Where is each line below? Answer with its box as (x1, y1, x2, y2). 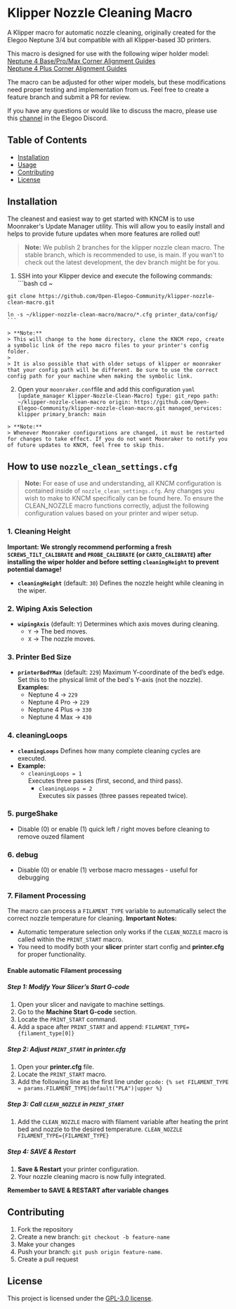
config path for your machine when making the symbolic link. (7, 373, 193, 380)
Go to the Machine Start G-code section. (17, 1007, 137, 1017)
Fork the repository (17, 1225, 74, 1233)
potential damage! (7, 565, 62, 574)
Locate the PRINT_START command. (17, 1015, 117, 1024)
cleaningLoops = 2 (38, 785, 93, 792)
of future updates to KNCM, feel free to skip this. (7, 441, 165, 449)
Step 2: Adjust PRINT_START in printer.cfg (7, 1045, 126, 1053)
